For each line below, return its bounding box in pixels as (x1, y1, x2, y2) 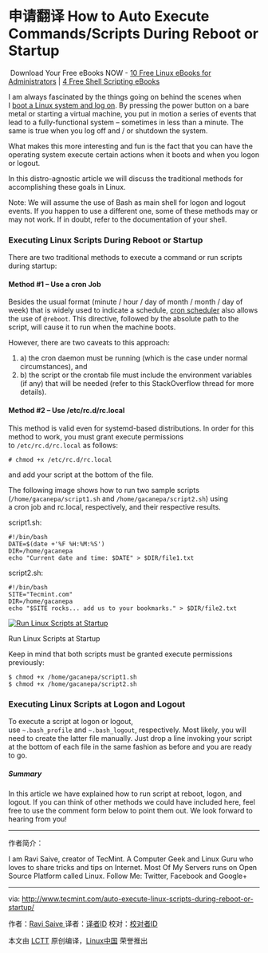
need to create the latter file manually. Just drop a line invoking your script (8, 733, 253, 742)
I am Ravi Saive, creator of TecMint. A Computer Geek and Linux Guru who (8, 854, 254, 864)
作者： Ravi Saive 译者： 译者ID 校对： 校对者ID (8, 919, 158, 928)
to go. (8, 750, 28, 760)
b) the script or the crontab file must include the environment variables (19, 370, 253, 380)
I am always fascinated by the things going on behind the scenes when (8, 92, 242, 101)
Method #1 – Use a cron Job (8, 279, 101, 289)
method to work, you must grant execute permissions (8, 431, 184, 441)
